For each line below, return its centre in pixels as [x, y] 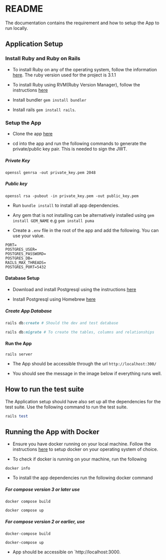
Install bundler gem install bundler [49, 100]
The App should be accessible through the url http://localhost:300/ [84, 363]
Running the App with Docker [52, 432]
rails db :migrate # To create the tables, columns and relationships [80, 332]
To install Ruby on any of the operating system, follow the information [85, 69]
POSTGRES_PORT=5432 [26, 267]
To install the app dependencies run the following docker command [82, 478]
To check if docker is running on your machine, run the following [80, 459]
